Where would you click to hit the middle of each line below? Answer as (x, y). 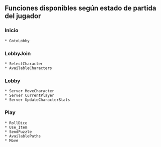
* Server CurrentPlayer (30, 96)
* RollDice (16, 123)
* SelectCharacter (24, 64)
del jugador (23, 16)
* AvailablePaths (23, 136)
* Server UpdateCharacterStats (37, 100)
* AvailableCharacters (28, 68)
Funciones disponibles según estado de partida (80, 8)
